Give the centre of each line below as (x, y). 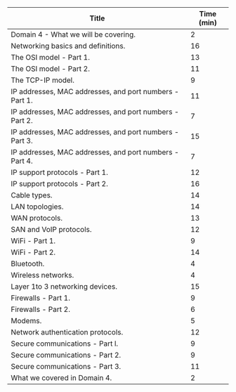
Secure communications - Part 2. (66, 355)
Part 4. (22, 161)
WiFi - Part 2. (33, 252)
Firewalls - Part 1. (41, 298)
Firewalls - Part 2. (41, 309)
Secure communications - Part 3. (66, 366)
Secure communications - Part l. (65, 344)
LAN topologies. (37, 207)
